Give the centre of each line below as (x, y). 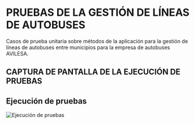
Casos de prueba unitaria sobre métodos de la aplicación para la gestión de (97, 41)
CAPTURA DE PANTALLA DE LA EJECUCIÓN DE (93, 72)
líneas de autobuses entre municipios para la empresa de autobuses (88, 47)
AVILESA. (18, 53)
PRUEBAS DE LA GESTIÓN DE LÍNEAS (98, 13)
